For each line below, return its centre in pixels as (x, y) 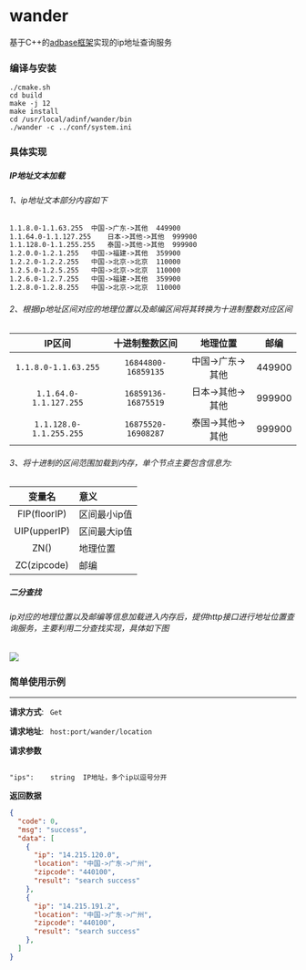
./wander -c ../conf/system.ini (71, 128)
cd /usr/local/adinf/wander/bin (71, 119)
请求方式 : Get (36, 712)
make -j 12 (30, 104)
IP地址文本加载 (37, 175)
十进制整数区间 (145, 343)
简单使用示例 (38, 682)
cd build (26, 96)
